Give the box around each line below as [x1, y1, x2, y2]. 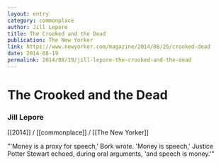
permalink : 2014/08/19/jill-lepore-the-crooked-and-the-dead [7, 57, 192, 64]
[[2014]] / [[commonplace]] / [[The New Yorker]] [7, 128, 149, 137]
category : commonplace [7, 17, 74, 24]
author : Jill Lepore [7, 23, 69, 30]
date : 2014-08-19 [7, 50, 59, 57]
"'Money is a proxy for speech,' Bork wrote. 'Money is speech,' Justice [7, 142, 214, 151]
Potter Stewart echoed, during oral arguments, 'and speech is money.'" [7, 149, 215, 158]
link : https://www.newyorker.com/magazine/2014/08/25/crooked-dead [7, 43, 211, 50]
